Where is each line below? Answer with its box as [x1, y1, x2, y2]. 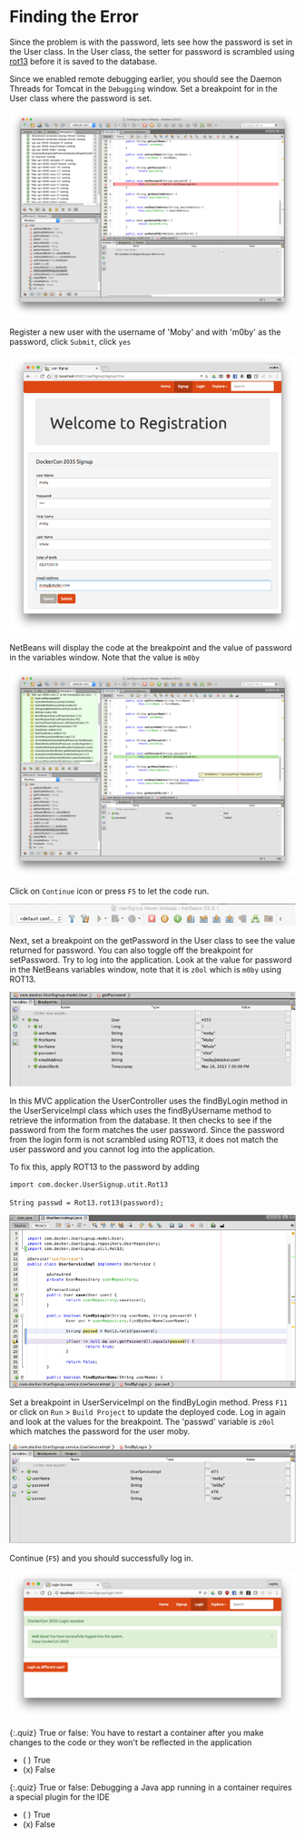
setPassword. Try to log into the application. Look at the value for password [9, 954, 292, 965]
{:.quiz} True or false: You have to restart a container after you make [9, 1727, 264, 1738]
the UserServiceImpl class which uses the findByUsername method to [9, 1105, 272, 1116]
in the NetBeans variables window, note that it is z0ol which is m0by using [9, 964, 281, 975]
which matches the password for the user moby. [9, 1426, 191, 1437]
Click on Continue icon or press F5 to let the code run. [9, 885, 210, 897]
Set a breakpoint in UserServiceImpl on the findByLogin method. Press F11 [9, 1397, 289, 1408]
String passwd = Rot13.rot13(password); [9, 1198, 165, 1207]
